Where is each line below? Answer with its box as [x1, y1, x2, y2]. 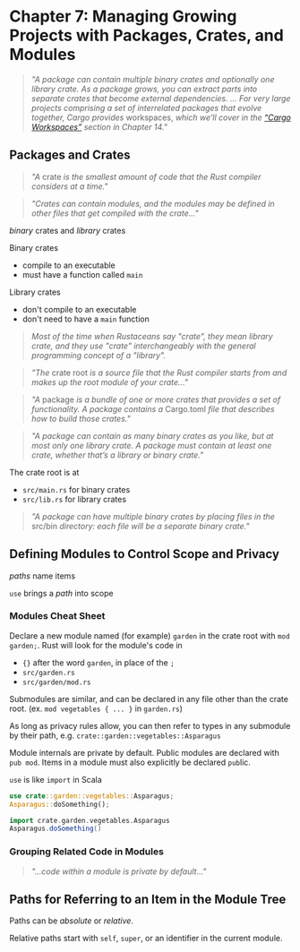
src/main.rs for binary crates [21, 484, 131, 494]
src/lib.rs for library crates [21, 493, 127, 504]
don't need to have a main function [21, 313, 150, 324]
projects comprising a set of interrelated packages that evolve [30, 102, 262, 113]
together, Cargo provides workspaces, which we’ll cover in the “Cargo [30, 112, 291, 123]
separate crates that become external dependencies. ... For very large [30, 92, 291, 104]
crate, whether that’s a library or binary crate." [30, 450, 204, 460]
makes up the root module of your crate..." [30, 376, 189, 387]
